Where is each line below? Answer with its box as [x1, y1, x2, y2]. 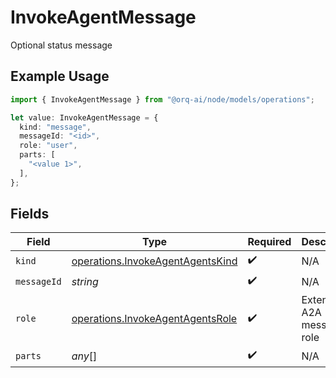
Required [247, 235, 292, 249]
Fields [10, 206, 50, 223]
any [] [71, 349, 98, 363]
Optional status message [10, 39, 113, 51]
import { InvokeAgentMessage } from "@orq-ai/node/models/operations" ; [10, 94, 315, 105]
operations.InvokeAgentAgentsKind [71, 254, 238, 268]
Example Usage [10, 68, 110, 85]
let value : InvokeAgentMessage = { [10, 112, 159, 123]
